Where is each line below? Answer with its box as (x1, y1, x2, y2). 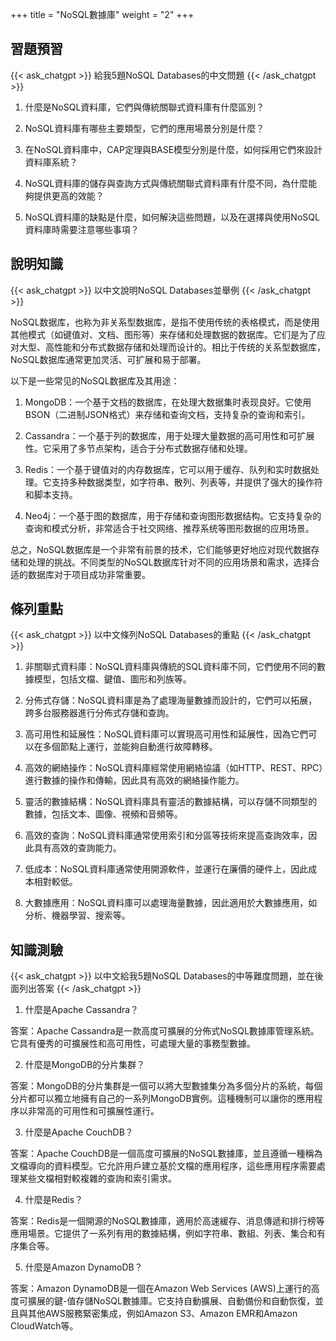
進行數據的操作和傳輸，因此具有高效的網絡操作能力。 (24, 774, 245, 787)
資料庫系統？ (24, 156, 78, 168)
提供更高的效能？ (33, 189, 105, 202)
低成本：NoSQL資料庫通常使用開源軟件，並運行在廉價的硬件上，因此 (24, 863, 309, 875)
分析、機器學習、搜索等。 (24, 909, 131, 922)
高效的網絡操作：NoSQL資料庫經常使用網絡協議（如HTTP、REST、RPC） (24, 762, 324, 774)
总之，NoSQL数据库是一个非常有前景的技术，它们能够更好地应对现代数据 (10, 543, 312, 555)
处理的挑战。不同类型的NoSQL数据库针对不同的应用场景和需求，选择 (27, 556, 312, 568)
